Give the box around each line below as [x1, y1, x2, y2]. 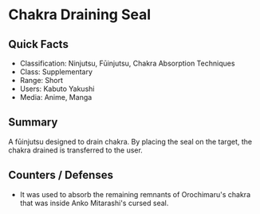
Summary [8, 116, 58, 129]
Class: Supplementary [19, 67, 93, 77]
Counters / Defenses [8, 168, 114, 182]
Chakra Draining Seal [8, 6, 152, 24]
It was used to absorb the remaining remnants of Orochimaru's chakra [19, 189, 251, 199]
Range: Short [19, 76, 64, 85]
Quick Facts [8, 38, 69, 51]
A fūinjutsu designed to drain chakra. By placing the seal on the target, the [8, 137, 253, 146]
